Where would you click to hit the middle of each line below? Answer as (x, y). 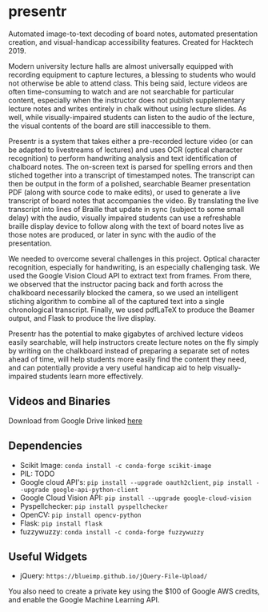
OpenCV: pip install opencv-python (80, 514)
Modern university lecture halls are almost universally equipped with (121, 66)
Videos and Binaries (59, 401)
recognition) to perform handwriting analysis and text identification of (123, 158)
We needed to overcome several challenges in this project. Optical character (134, 258)
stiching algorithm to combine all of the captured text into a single (117, 301)
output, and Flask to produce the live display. (82, 318)
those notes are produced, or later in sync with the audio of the (112, 234)
